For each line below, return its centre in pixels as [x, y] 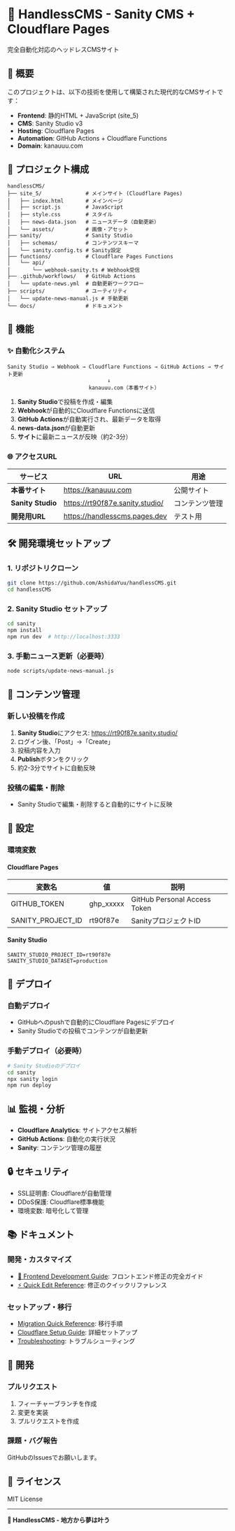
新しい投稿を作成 [36, 716]
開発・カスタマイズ [40, 1259]
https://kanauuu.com [98, 489]
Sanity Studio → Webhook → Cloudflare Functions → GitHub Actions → [109, 367]
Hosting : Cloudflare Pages [56, 131]
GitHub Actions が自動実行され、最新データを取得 [89, 419]
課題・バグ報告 [33, 1441]
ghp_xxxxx [107, 904]
